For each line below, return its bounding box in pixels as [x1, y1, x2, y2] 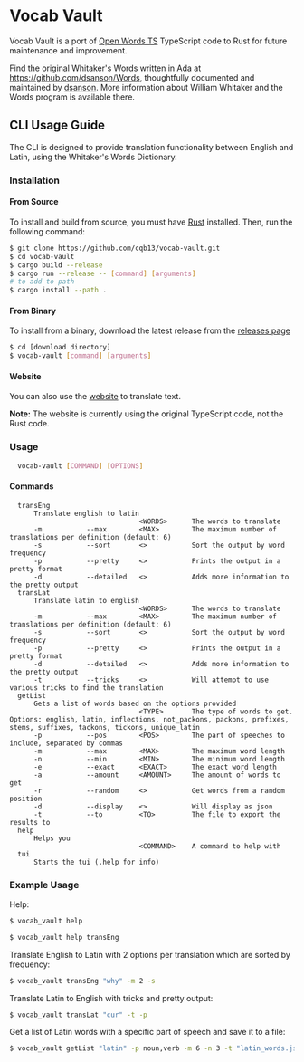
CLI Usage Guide [9, 118, 106, 133]
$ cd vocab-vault [9, 252, 75, 261]
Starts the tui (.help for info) [33, 857, 160, 866]
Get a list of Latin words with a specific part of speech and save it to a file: [9, 1027, 286, 1038]
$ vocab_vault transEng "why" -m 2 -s [9, 976, 156, 985]
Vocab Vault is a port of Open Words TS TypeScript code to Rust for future [9, 35, 288, 46]
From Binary [9, 305, 57, 316]
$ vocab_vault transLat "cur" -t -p [9, 1010, 147, 1019]
